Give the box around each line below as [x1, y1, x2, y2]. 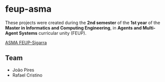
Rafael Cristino [12, 72, 43, 78]
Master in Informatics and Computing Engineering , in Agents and [5, 25, 142, 30]
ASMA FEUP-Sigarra [5, 39, 47, 45]
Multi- [142, 25, 156, 30]
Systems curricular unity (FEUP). [19, 30, 87, 36]
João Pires [12, 67, 35, 73]
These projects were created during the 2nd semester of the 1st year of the [5, 20, 161, 26]
